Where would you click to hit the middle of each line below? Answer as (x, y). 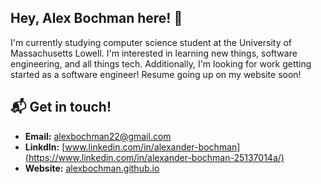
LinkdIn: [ (45, 147)
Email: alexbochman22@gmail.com (98, 136)
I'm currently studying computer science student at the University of (151, 42)
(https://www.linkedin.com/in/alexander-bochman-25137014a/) (154, 157)
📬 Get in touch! (61, 107)
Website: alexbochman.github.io (92, 168)
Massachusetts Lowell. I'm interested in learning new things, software (154, 53)
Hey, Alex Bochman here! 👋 (96, 18)
